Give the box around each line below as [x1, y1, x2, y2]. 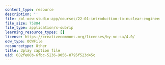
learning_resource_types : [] [5, 30, 65, 35]
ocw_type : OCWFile [5, 39, 43, 44]
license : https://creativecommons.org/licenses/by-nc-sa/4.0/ [5, 35, 135, 40]
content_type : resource [5, 7, 54, 12]
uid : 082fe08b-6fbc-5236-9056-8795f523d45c [5, 52, 96, 58]
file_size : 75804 [5, 21, 41, 26]
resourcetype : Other [5, 43, 48, 48]
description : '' [5, 12, 38, 17]
